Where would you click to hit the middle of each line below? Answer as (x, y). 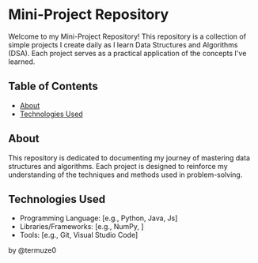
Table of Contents (53, 86)
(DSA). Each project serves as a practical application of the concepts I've (127, 53)
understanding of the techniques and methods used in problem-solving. (125, 175)
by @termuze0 (32, 250)
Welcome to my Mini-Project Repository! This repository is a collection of (127, 36)
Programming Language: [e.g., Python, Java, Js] (99, 218)
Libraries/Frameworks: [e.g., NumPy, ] (82, 227)
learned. (22, 62)
